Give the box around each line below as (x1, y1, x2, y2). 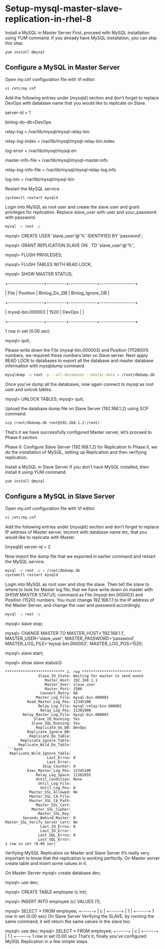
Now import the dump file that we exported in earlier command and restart (5, 553, 156, 559)
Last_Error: (47, 760, 71, 765)
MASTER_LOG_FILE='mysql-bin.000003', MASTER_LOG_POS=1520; (5, 641, 143, 647)
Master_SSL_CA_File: (29, 794, 71, 799)
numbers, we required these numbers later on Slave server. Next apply (5, 353, 148, 358)
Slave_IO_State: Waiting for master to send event (38, 674, 144, 679)
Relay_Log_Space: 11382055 (36, 772, 91, 777)
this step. (5, 40, 24, 46)
